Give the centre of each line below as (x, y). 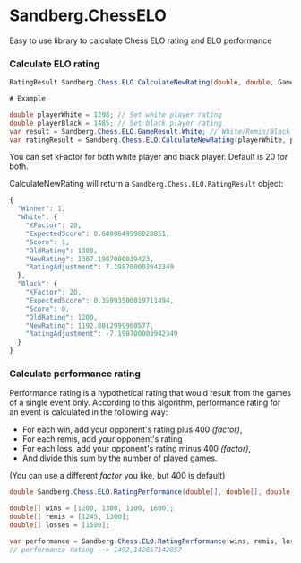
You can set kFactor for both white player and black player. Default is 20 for (149, 157)
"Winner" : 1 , (42, 209)
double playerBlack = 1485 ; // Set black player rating (116, 123)
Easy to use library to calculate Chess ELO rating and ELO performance (141, 40)
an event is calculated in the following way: (89, 412)
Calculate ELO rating (55, 64)
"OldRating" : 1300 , (62, 251)
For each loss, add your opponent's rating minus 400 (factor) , (137, 449)
